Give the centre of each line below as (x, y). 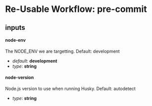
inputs (15, 28)
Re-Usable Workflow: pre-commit (76, 9)
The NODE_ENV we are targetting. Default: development (62, 51)
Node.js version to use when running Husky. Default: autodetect (71, 89)
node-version (20, 78)
